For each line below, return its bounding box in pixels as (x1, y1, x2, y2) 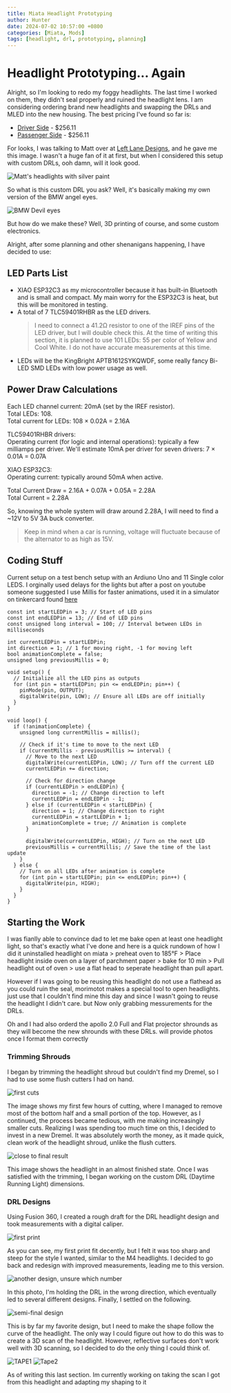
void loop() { (7, 717, 48, 724)
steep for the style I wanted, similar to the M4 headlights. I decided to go (7, 1254, 214, 1262)
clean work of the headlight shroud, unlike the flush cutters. (7, 1138, 177, 1146)
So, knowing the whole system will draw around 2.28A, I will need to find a (7, 507, 219, 515)
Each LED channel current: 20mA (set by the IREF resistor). (7, 402, 175, 410)
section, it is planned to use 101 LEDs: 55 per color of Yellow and (34, 336, 217, 344)
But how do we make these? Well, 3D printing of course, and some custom (7, 220, 219, 228)
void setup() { (7, 669, 51, 675)
